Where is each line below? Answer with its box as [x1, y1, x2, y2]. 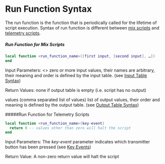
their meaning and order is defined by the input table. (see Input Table [5, 72, 147, 78]
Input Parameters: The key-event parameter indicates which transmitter [5, 139, 150, 145]
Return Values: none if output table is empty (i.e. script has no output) [5, 87, 147, 93]
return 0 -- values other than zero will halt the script [9, 125, 132, 131]
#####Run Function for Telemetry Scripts [5, 111, 90, 117]
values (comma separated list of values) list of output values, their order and [5, 97, 160, 103]
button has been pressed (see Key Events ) [5, 144, 91, 150]
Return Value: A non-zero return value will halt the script [5, 154, 119, 160]
